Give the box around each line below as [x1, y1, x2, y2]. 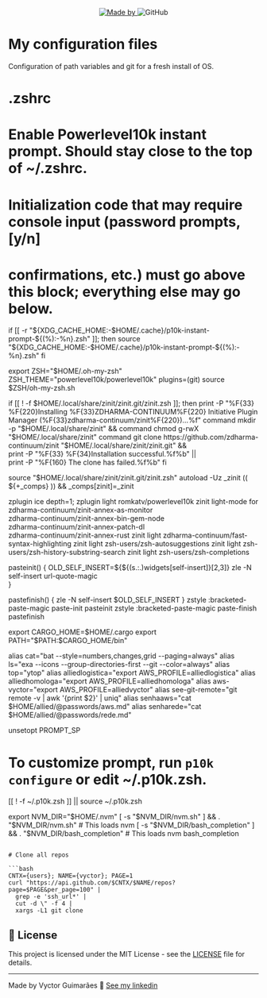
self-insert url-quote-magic [8, 572, 98, 581]
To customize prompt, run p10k [8, 753, 215, 772]
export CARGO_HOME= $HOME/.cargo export [8, 627, 157, 637]
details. [8, 958, 33, 968]
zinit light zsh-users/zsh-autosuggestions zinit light [72, 539, 242, 549]
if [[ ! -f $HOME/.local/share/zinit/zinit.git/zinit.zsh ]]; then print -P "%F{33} [8, 399, 254, 408]
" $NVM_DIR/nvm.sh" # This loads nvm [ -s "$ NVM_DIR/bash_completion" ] [8, 820, 255, 830]
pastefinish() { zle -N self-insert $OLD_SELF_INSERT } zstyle [8, 595, 207, 605]
